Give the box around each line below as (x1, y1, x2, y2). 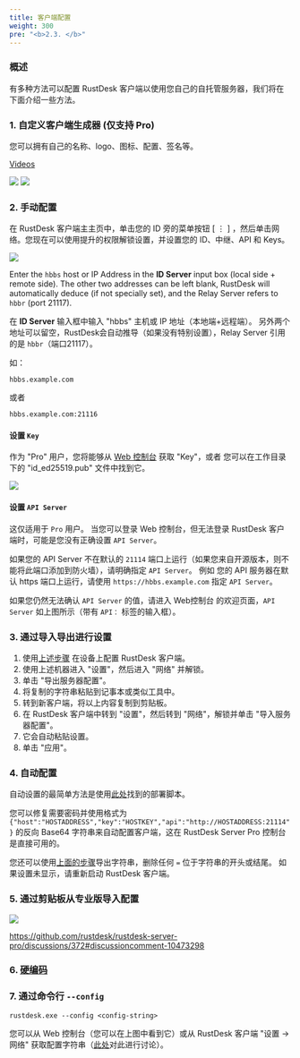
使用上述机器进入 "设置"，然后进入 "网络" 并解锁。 (21, 663, 209, 674)
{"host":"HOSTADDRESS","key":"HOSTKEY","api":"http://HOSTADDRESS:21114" (9, 818, 291, 827)
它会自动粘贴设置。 (21, 730, 94, 741)
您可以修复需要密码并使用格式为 (9, 807, 127, 819)
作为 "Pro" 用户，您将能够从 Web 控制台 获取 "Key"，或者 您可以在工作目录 (9, 451, 287, 462)
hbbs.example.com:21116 (9, 410, 99, 419)
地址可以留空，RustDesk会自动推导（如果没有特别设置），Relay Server (9, 328, 269, 338)
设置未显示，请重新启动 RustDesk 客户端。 (16, 868, 175, 879)
